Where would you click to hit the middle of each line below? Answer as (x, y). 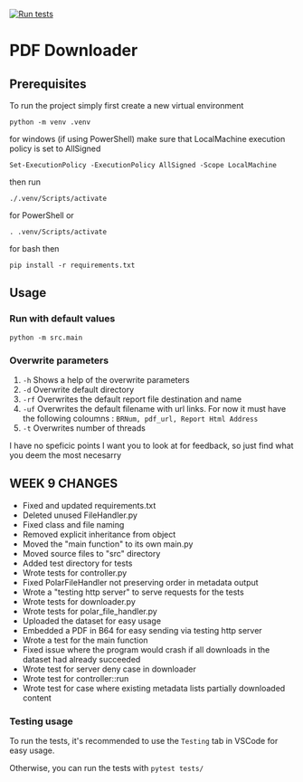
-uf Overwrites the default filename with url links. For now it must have (154, 408)
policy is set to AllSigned (55, 148)
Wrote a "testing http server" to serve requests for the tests (133, 592)
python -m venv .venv (50, 122)
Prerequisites (48, 84)
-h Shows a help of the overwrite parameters (106, 379)
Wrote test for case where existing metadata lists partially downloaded (154, 688)
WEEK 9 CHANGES (64, 484)
